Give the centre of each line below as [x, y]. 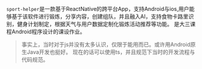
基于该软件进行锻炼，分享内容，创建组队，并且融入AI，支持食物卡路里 [100, 16]
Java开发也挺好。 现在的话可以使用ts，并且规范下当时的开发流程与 [111, 52]
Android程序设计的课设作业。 [48, 31]
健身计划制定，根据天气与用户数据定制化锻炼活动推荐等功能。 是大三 [103, 24]
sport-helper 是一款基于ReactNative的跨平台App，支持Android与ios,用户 [98, 9]
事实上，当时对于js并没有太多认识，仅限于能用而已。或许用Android [106, 44]
